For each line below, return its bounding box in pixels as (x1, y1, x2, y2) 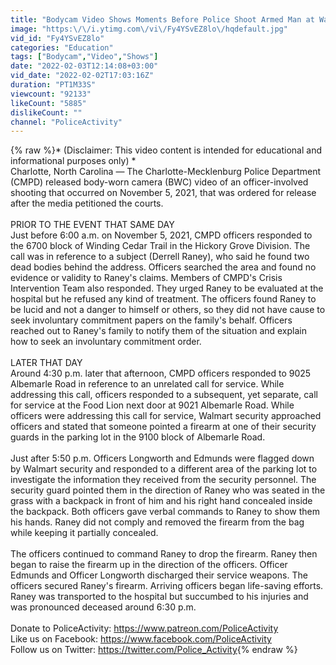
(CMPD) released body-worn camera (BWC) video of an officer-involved (10, 176, 309, 188)
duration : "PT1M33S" (10, 80, 97, 90)
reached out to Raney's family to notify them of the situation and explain (10, 325, 307, 337)
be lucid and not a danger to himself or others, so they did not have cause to (10, 304, 326, 316)
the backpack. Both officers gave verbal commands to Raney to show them (10, 506, 320, 518)
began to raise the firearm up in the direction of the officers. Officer (10, 559, 288, 571)
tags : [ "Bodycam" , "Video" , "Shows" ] (10, 52, 159, 62)
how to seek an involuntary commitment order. (10, 336, 202, 348)
